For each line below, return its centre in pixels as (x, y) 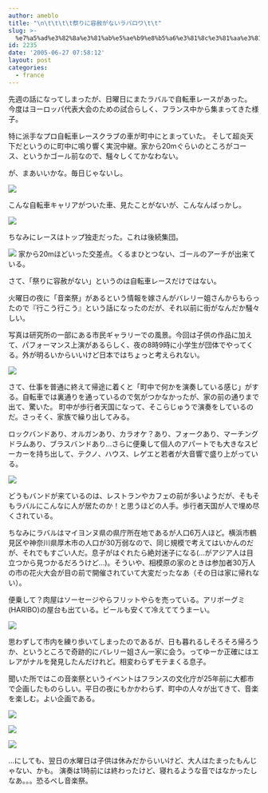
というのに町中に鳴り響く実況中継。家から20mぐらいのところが (127, 145)
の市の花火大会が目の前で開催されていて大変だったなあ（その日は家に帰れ (130, 572)
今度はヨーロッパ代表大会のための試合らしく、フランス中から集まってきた (130, 109)
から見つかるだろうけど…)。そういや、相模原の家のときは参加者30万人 (139, 562)
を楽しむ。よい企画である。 (54, 698)
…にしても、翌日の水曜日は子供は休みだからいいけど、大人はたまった (122, 760)
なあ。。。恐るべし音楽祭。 (50, 780)
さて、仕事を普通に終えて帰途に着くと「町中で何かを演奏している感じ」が (130, 387)
